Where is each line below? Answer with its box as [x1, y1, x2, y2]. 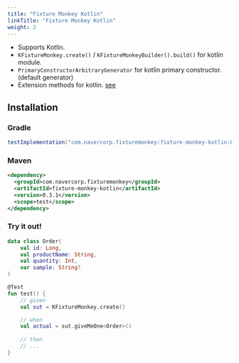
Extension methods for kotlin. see [17, 81, 116, 90]
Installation [7, 101, 58, 114]
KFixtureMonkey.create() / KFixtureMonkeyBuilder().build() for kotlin [17, 50, 224, 59]
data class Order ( [7, 237, 62, 245]
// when [20, 316, 43, 323]
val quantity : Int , [20, 257, 78, 265]
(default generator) [17, 73, 74, 82]
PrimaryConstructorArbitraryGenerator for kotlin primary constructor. [17, 65, 222, 75]
